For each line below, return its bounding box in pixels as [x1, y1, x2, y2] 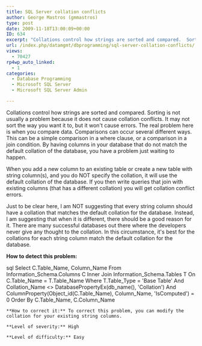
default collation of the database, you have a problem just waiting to [6, 147, 174, 154]
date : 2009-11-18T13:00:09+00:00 [6, 25, 90, 32]
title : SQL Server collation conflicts [6, 8, 106, 15]
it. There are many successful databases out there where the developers [6, 221, 186, 229]
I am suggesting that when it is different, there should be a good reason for [6, 215, 192, 223]
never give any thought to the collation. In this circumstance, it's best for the [6, 228, 195, 235]
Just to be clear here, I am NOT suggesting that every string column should [6, 202, 193, 209]
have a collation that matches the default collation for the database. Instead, [6, 209, 195, 216]
